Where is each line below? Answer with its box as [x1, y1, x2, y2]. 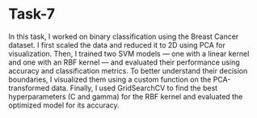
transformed [8, 82, 50, 93]
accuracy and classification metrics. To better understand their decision [8, 65, 248, 75]
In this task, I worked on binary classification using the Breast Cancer [8, 32, 239, 41]
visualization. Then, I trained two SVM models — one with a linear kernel [8, 48, 250, 58]
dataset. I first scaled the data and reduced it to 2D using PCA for [8, 40, 226, 49]
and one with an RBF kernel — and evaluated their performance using [8, 57, 240, 67]
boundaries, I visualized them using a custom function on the [8, 74, 212, 84]
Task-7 [8, 5, 55, 23]
